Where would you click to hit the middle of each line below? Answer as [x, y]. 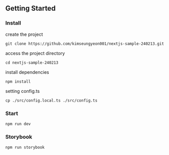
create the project [24, 34]
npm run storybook [25, 148]
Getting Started [31, 8]
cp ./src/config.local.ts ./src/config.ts [51, 100]
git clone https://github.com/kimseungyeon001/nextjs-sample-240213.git [85, 44]
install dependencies [27, 72]
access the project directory [35, 53]
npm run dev [18, 124]
